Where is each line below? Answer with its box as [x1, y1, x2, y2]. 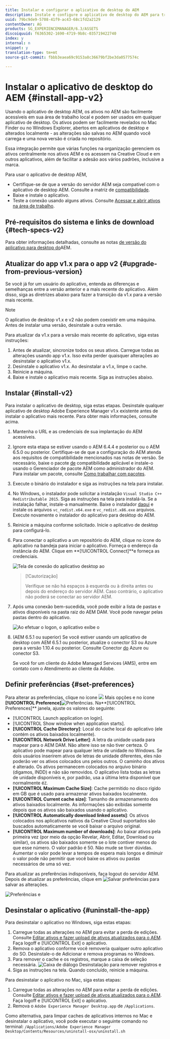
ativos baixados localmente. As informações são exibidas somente [12, 801, 152, 807]
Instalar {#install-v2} [5, 389, 73, 398]
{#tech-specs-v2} [5, 226, 64, 234]
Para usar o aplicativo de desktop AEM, [5, 171, 88, 178]
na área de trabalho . [12, 203, 55, 209]
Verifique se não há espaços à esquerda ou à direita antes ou [25, 583, 153, 589]
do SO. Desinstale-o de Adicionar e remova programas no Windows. [12, 951, 155, 957]
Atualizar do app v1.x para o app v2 [5, 259, 118, 268]
